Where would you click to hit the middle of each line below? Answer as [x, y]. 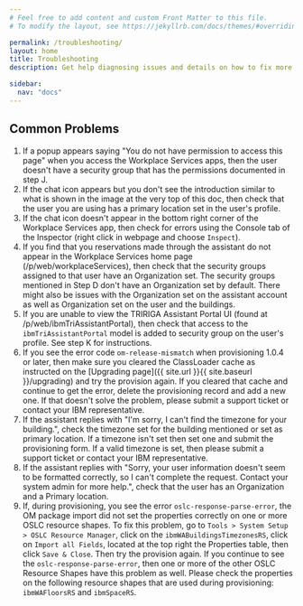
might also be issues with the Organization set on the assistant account [155, 294]
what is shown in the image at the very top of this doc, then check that [153, 199]
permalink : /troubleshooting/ [66, 42]
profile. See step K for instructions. [87, 342]
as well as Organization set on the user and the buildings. [129, 304]
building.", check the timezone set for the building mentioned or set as [152, 429]
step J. [35, 179]
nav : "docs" [40, 92]
